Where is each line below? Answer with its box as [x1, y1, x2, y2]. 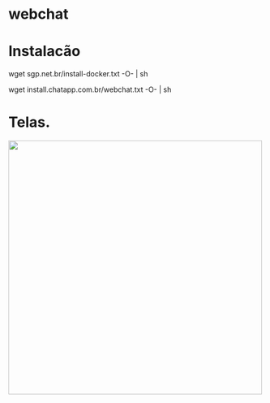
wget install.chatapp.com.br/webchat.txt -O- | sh [8, 84, 172, 94]
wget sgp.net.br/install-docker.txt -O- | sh [8, 69, 148, 79]
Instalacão [8, 42, 81, 61]
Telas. [8, 113, 51, 132]
